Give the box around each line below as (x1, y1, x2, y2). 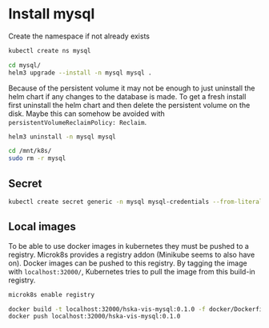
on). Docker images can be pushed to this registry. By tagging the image (8, 258, 247, 268)
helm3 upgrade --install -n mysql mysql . (8, 69, 152, 77)
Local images (8, 220, 76, 234)
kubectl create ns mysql (8, 46, 91, 54)
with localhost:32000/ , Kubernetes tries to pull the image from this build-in (8, 266, 256, 276)
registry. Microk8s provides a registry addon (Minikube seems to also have (8, 250, 255, 259)
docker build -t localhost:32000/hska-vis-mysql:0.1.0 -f (8, 305, 206, 313)
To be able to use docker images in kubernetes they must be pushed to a (8, 241, 250, 250)
